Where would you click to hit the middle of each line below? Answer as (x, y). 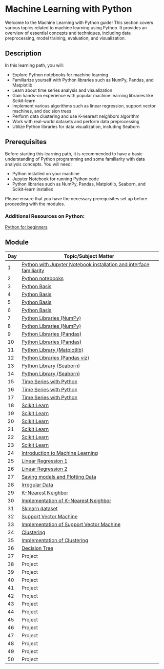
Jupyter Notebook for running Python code (55, 179)
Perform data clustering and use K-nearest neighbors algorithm (76, 116)
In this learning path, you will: (35, 65)
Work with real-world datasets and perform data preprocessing (76, 121)
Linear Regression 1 (45, 461)
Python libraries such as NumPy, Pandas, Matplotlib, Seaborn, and (79, 184)
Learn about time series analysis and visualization (62, 90)
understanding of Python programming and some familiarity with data (75, 159)
